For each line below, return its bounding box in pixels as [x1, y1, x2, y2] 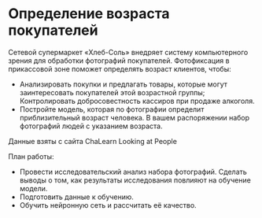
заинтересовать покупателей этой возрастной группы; [19, 87, 205, 97]
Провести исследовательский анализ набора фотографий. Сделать [19, 167, 248, 176]
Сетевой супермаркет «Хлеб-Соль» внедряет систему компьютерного [8, 47, 249, 57]
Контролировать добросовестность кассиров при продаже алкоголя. [19, 96, 255, 105]
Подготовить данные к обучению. [19, 192, 134, 201]
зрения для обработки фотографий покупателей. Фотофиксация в [8, 56, 230, 65]
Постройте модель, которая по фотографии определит [19, 104, 205, 114]
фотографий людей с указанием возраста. [19, 121, 163, 131]
